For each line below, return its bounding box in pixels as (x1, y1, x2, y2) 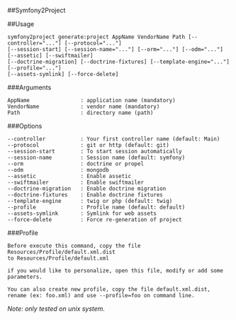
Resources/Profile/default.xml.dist (7, 248, 116, 255)
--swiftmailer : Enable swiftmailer (7, 179, 144, 186)
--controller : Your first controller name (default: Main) (7, 136, 220, 143)
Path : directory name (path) (7, 109, 154, 116)
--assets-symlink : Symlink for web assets (7, 210, 157, 217)
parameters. (7, 273, 43, 280)
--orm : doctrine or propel (7, 160, 144, 167)
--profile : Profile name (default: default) (7, 204, 186, 211)
